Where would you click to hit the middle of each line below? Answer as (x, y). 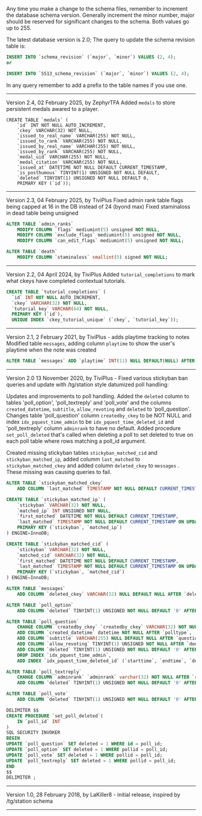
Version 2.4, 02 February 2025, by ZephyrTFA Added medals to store (91, 103)
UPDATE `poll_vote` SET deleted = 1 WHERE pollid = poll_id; (84, 755)
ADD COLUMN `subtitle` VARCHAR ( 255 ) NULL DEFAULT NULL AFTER (95, 639)
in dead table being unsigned (42, 213)
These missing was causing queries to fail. (59, 472)
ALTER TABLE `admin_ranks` (40, 224)
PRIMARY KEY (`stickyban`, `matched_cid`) (71, 572)
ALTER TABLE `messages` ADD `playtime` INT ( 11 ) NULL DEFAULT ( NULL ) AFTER (101, 361)
